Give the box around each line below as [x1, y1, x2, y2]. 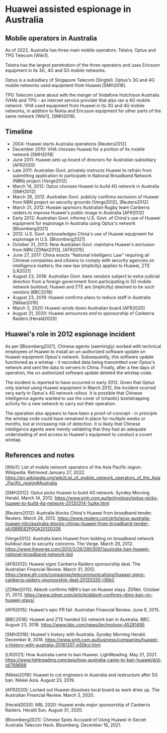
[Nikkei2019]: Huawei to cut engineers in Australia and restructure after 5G [5, 672, 158, 678]
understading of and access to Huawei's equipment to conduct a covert [5, 431, 153, 437]
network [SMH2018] [12, 151, 54, 157]
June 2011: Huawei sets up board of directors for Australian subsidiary [12, 156, 157, 162]
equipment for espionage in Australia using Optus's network [12, 220, 136, 226]
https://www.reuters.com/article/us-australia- [57, 515, 151, 521]
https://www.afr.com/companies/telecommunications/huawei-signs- [5, 572, 146, 578]
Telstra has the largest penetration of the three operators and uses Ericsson [5, 62, 161, 68]
